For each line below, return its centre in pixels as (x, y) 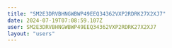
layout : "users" (31, 34)
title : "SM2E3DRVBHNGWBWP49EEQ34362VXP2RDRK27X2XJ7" (87, 14)
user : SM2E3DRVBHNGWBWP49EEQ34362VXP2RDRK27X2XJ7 (82, 27)
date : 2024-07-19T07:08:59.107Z (55, 20)
